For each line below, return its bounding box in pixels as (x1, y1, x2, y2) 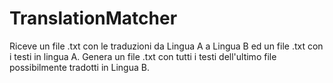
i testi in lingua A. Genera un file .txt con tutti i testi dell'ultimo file (9, 50, 277, 62)
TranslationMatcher (9, 7, 178, 30)
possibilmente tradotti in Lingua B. (9, 61, 150, 73)
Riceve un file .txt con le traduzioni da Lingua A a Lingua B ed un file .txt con (9, 40, 324, 52)
